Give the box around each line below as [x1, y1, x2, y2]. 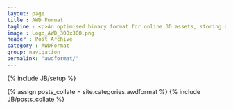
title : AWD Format [7, 17, 64, 24]
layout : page [7, 10, 45, 17]
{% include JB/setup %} [7, 74, 76, 82]
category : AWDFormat [7, 42, 70, 49]
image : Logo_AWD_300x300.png [7, 29, 95, 37]
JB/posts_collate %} [7, 95, 65, 103]
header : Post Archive [7, 36, 73, 43]
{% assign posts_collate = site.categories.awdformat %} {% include [7, 87, 201, 95]
